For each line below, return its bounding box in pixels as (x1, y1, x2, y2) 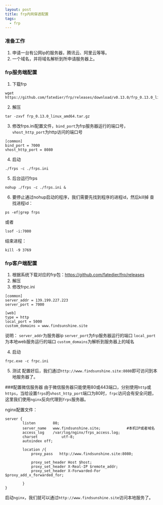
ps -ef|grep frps (5, 210, 40, 215)
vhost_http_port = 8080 (5, 147, 53, 152)
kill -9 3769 (5, 248, 32, 252)
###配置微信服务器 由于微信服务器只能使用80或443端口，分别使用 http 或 (5, 384, 151, 390)
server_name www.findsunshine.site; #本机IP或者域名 (22, 426, 155, 431)
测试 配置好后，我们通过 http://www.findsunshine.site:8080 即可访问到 (12, 368, 153, 374)
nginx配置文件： (5, 407, 38, 413)
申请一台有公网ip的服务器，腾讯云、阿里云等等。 (12, 50, 110, 55)
